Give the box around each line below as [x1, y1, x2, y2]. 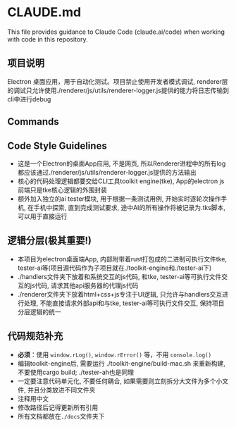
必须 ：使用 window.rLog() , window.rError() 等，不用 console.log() [17, 350, 212, 359]
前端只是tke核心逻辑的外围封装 [17, 185, 107, 194]
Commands [7, 116, 60, 128]
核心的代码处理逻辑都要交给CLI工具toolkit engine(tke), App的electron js [17, 177, 225, 185]
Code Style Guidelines [7, 140, 107, 151]
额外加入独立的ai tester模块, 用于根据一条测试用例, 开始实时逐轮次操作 [17, 194, 221, 203]
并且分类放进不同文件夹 [27, 385, 96, 394]
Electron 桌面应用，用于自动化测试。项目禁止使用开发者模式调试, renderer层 [7, 77, 228, 85]
